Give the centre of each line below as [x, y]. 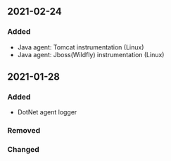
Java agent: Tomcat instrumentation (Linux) [81, 47]
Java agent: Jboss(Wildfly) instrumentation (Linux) [91, 54]
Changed [24, 150]
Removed [24, 131]
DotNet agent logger [47, 112]
